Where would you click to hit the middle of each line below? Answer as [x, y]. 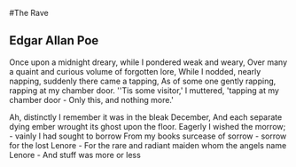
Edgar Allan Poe [54, 40]
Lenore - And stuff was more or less [75, 155]
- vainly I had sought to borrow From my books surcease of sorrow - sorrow [148, 136]
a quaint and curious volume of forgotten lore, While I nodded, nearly [135, 71]
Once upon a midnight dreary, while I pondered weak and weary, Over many [148, 62]
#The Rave [29, 13]
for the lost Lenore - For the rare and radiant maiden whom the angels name [148, 145]
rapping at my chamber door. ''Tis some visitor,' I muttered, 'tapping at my [144, 90]
